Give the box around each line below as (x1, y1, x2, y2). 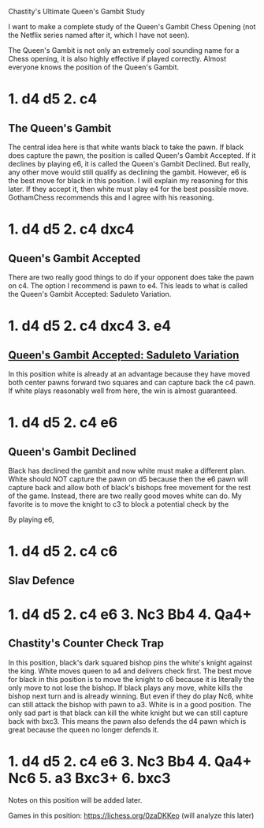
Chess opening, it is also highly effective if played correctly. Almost (8, 54, 227, 63)
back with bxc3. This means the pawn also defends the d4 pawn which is (8, 716, 247, 725)
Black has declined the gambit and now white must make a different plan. (8, 466, 246, 475)
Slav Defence (8, 574, 75, 587)
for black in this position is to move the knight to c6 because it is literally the (8, 674, 255, 684)
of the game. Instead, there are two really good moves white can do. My (8, 491, 242, 500)
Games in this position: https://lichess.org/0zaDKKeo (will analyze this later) (8, 811, 255, 820)
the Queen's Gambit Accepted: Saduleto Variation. (8, 290, 172, 298)
